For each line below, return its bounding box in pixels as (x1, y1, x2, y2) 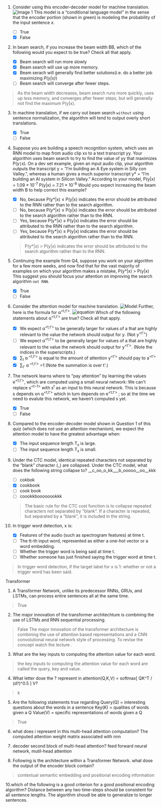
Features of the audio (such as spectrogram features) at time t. (19, 532, 145, 538)
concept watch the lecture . (17, 642, 73, 648)
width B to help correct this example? (12, 187, 87, 193)
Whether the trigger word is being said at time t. (19, 548, 116, 554)
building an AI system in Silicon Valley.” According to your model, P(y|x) (12, 176, 155, 182)
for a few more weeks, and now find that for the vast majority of (12, 263, 140, 269)
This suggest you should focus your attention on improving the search (12, 273, 153, 279)
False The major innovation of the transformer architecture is (17, 626, 139, 632)
